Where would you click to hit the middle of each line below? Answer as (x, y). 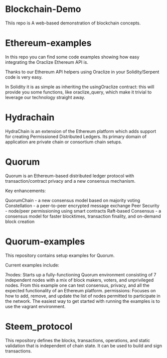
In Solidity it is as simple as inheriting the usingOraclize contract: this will (80, 87)
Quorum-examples (45, 241)
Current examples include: (32, 265)
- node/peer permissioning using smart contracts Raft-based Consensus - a (83, 211)
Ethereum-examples (48, 43)
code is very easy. (24, 77)
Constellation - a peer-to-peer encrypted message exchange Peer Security (82, 206)
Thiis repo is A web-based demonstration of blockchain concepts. (73, 23)
